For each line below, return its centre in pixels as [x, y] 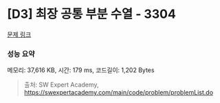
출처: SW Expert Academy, [61, 85]
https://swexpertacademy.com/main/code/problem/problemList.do [119, 93]
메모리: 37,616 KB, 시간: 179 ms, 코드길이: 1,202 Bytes [81, 70]
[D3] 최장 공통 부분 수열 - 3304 [92, 14]
